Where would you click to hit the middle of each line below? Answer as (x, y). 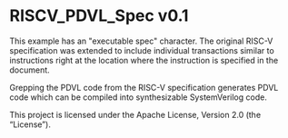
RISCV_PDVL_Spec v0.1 (99, 16)
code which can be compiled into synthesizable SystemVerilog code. (139, 97)
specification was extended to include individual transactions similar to (142, 50)
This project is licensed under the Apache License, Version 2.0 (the (135, 114)
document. (30, 70)
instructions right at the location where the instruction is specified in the (144, 60)
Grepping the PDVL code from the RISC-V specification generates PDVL (144, 87)
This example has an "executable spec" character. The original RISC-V (141, 41)
